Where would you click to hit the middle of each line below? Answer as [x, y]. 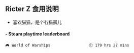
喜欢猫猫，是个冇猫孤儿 [37, 22]
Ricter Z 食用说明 [32, 9]
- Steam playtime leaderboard [38, 34]
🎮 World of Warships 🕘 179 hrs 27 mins [67, 45]
